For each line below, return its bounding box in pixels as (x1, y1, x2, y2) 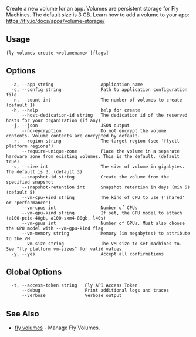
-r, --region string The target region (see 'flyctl (11, 138, 180, 144)
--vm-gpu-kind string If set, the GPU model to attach (21, 210, 183, 216)
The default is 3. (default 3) (6, 168, 83, 175)
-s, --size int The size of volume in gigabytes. (11, 164, 185, 170)
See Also (6, 308, 39, 319)
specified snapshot (6, 179, 54, 185)
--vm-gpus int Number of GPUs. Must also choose (21, 220, 185, 226)
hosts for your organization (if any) (6, 117, 101, 123)
